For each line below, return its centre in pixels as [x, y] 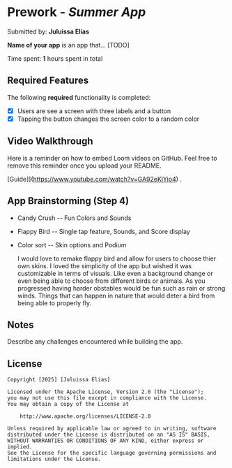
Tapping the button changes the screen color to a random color [108, 119]
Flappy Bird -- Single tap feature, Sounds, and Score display [103, 231]
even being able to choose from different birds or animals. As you [111, 281]
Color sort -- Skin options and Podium [72, 244]
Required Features [48, 81]
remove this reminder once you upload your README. [84, 166]
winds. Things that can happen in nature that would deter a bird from [116, 295]
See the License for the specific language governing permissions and [112, 453]
